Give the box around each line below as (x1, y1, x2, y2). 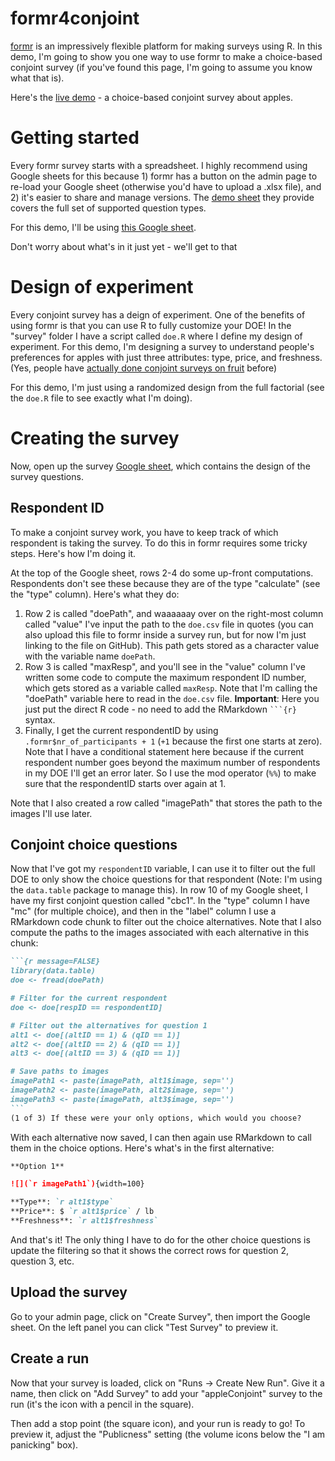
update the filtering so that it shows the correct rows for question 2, (10, 1244, 290, 1256)
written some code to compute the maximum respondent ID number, (24, 671, 307, 683)
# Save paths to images (10, 1067, 110, 1077)
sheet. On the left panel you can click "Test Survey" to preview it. (10, 1321, 279, 1333)
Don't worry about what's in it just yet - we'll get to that (10, 240, 238, 252)
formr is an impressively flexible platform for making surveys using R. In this (10, 40, 323, 52)
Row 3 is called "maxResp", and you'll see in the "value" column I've (24, 660, 306, 672)
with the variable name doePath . (24, 650, 156, 662)
